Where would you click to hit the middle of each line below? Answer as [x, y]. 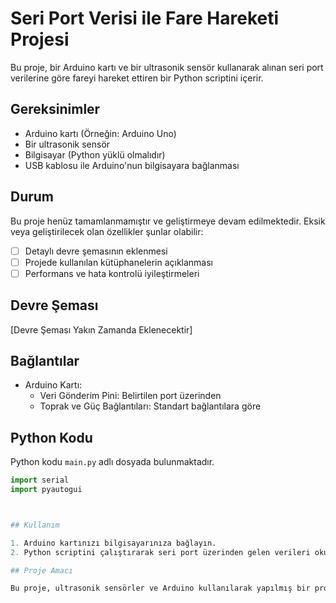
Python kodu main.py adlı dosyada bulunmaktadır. [112, 462]
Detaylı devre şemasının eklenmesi [96, 251]
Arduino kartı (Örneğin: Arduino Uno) [100, 133]
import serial [40, 480]
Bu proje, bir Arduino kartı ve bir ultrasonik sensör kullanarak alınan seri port [167, 67]
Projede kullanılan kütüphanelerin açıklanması [118, 262]
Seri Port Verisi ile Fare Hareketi [145, 18]
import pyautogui [46, 490]
